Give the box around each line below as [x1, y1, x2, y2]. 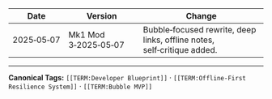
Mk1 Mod [68, 29, 105, 40]
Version [86, 11, 117, 21]
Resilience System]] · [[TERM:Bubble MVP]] [8, 81, 152, 91]
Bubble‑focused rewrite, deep [142, 24, 257, 35]
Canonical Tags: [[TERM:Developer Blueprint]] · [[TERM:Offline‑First [8, 73, 247, 82]
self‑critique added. [142, 45, 218, 55]
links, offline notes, [142, 34, 215, 45]
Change [185, 11, 217, 21]
